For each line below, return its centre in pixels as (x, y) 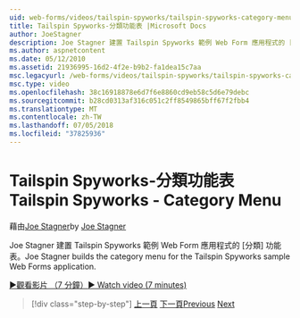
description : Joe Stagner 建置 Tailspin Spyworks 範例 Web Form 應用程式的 (147, 42)
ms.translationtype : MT (54, 109)
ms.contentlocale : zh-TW (55, 117)
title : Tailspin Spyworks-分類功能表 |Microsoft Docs (108, 26)
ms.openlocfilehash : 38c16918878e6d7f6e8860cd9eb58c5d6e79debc (129, 92)
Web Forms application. (53, 266)
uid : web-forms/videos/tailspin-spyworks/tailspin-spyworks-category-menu (151, 17)
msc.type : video (39, 84)
